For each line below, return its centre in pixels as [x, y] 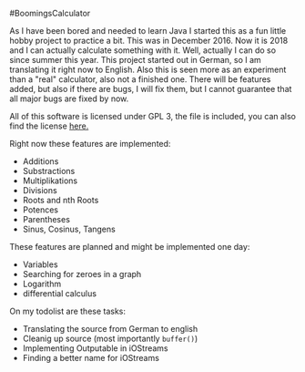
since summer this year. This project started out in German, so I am [135, 60]
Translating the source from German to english [110, 329]
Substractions [49, 171]
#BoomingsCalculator [50, 13]
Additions [41, 161]
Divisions [40, 190]
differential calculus [60, 294]
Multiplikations [50, 181]
